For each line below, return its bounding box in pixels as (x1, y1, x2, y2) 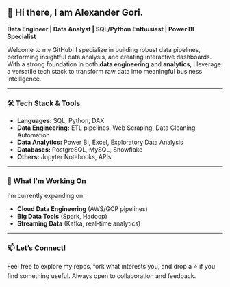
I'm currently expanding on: (7, 192, 86, 200)
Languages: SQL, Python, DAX (16, 117, 105, 125)
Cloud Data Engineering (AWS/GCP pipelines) (16, 205, 149, 213)
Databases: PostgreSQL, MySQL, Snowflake (16, 146, 143, 154)
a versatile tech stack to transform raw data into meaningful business (7, 67, 203, 75)
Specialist (7, 32, 36, 40)
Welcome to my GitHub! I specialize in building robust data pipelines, (7, 45, 201, 53)
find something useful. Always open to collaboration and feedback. (7, 271, 196, 280)
